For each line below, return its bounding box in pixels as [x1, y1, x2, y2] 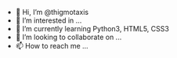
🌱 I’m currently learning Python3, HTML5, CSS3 [15, 24, 170, 33]
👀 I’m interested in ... [15, 16, 82, 25]
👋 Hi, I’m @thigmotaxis [15, 8, 88, 16]
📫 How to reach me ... [15, 42, 88, 50]
